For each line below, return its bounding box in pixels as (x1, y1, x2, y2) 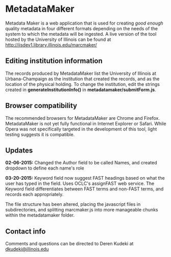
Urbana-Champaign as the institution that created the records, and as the (5, 75, 160, 82)
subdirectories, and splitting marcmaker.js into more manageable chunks (5, 207, 158, 213)
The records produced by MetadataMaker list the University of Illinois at (5, 70, 157, 76)
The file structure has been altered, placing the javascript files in (5, 201, 141, 207)
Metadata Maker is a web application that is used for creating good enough (5, 20, 163, 26)
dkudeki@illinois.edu (5, 246, 49, 252)
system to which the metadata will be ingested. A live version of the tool (5, 31, 157, 37)
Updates (5, 146, 33, 155)
